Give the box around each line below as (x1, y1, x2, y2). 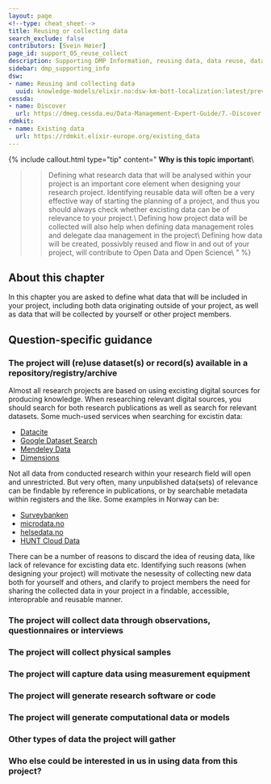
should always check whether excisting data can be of (48, 204, 230, 214)
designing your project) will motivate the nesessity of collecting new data (8, 569, 252, 578)
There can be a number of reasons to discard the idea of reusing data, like (8, 552, 256, 562)
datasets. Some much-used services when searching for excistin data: (8, 412, 244, 422)
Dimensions (19, 453, 60, 463)
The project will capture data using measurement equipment (8, 668, 251, 680)
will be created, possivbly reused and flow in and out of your (48, 239, 250, 248)
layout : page (8, 11, 52, 20)
